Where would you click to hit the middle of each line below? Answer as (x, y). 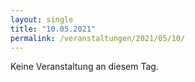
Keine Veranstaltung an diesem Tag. (84, 67)
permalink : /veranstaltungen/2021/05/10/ (98, 38)
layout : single (42, 19)
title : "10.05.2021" (53, 29)
